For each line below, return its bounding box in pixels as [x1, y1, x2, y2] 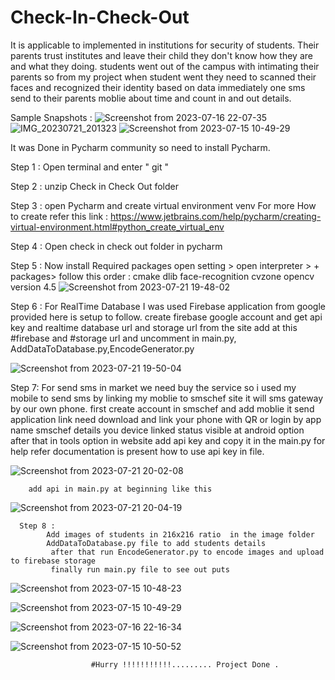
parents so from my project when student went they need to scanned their [10, 71, 317, 83]
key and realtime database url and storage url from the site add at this [10, 321, 298, 333]
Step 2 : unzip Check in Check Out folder [10, 180, 179, 192]
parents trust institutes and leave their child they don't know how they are [10, 49, 313, 61]
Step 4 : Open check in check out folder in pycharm [10, 240, 223, 252]
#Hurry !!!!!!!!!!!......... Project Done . [90, 659, 280, 670]
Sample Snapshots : [10, 111, 93, 123]
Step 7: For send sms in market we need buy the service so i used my [10, 381, 297, 393]
